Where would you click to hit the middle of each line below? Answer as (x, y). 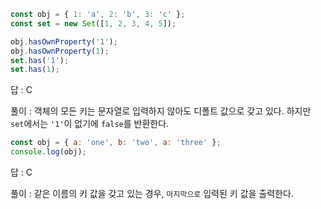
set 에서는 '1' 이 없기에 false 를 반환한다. (90, 124)
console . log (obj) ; (48, 152)
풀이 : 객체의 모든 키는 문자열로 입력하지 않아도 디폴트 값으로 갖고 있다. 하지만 (161, 111)
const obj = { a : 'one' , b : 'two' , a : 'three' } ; (116, 143)
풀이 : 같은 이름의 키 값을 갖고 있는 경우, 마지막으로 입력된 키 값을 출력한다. (152, 193)
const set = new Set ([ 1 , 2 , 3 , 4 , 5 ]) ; (93, 23)
